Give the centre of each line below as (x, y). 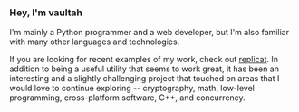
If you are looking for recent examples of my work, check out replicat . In (144, 60)
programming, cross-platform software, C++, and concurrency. (128, 98)
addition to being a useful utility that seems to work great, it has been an (144, 69)
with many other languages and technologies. (95, 42)
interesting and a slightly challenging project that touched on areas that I (145, 79)
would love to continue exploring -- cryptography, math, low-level (132, 89)
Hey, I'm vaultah (46, 13)
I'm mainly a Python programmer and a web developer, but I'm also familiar (149, 33)
